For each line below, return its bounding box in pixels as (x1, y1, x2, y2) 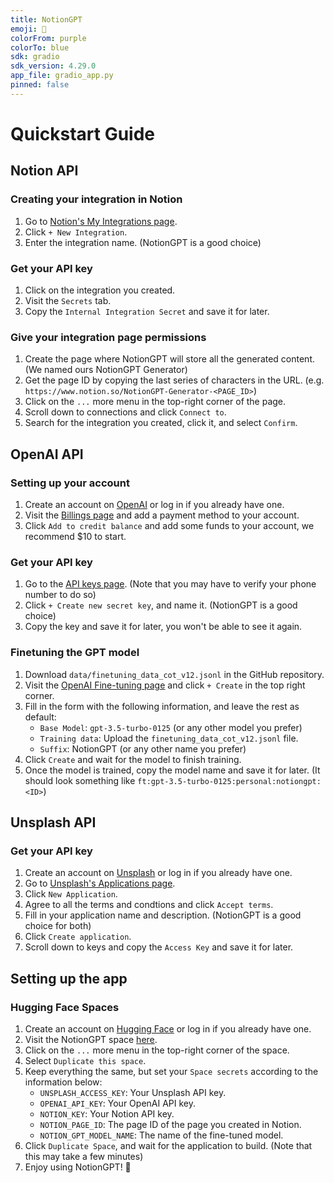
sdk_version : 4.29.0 (10, 61, 97, 71)
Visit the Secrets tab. (24, 294, 112, 306)
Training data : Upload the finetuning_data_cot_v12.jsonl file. (39, 732, 299, 744)
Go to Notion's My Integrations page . (24, 215, 178, 227)
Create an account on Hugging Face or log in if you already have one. (24, 1022, 312, 1035)
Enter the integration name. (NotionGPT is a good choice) (24, 236, 262, 248)
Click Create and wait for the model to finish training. (24, 753, 242, 765)
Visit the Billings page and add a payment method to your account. (24, 509, 300, 521)
